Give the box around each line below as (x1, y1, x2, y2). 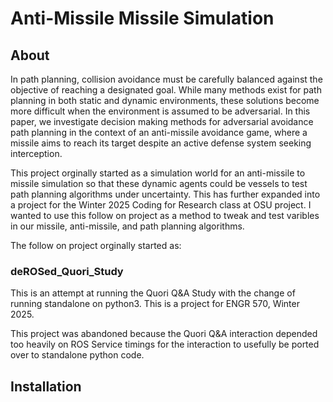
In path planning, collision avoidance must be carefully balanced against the (10, 73, 323, 85)
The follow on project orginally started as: (10, 240, 182, 251)
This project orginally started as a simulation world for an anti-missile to (10, 167, 306, 179)
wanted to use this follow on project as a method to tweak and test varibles (10, 210, 320, 221)
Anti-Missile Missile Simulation (10, 7, 275, 30)
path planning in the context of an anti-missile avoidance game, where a (10, 127, 308, 138)
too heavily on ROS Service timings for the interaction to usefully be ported (10, 338, 320, 351)
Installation (10, 378, 82, 395)
